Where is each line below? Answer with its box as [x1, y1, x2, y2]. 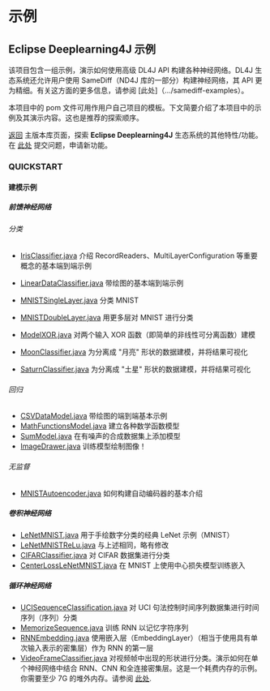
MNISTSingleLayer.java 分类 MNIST [19, 295, 139, 305]
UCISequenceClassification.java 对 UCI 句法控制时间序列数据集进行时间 [19, 603, 259, 612]
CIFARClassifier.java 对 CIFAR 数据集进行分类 [19, 551, 170, 560]
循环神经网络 [8, 581, 51, 590]
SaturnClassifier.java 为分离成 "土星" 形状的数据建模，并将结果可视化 [19, 364, 251, 374]
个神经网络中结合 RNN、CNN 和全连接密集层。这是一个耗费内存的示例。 [19, 663, 262, 673]
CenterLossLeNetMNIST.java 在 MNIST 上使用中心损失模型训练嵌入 [19, 560, 246, 570]
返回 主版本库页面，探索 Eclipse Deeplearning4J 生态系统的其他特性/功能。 [8, 131, 264, 139]
